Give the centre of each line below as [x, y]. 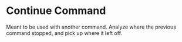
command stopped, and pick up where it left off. [64, 33]
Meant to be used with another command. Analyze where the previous [91, 27]
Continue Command [56, 11]
